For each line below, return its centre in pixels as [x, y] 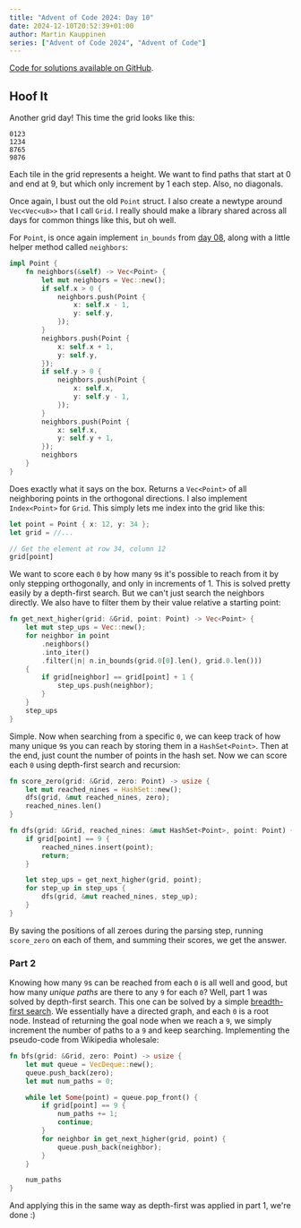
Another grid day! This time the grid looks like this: [102, 118]
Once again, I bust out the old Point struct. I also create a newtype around [146, 202]
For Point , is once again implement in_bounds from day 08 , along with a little [150, 237]
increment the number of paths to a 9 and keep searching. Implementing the [150, 1030]
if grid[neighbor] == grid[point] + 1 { [118, 677]
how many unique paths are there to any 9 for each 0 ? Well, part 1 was [138, 992]
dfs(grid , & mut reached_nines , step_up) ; [120, 897]
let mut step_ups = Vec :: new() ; [86, 628]
